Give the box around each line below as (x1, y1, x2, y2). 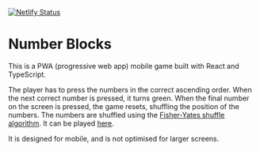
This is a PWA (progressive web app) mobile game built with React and (8, 61, 239, 70)
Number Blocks (8, 36, 113, 53)
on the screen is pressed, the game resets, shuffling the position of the (8, 101, 239, 111)
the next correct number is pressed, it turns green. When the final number (8, 93, 250, 103)
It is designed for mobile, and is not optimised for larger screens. (8, 134, 220, 143)
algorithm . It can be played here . (8, 119, 115, 128)
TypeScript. (8, 70, 46, 79)
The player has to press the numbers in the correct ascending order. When (8, 85, 252, 94)
